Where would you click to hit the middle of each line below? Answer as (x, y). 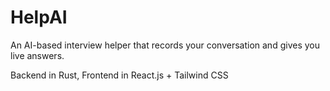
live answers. (37, 55)
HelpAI (39, 17)
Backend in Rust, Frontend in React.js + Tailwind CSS (119, 75)
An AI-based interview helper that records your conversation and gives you (165, 45)
